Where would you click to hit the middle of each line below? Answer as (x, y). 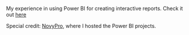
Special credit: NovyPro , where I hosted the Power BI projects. (81, 26)
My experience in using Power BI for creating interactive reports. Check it (94, 8)
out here (16, 15)
